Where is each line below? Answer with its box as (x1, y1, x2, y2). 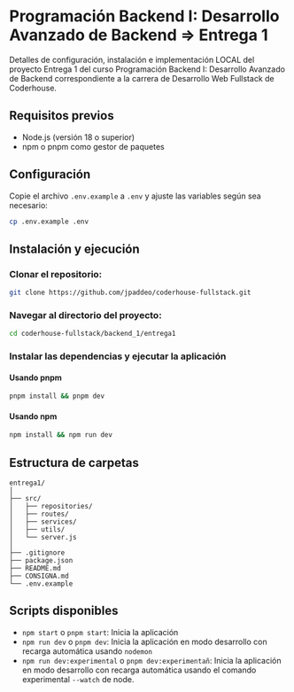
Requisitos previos (9, 108, 114, 123)
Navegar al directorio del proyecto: (9, 308, 162, 321)
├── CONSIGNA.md (9, 571, 69, 581)
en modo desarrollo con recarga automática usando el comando (21, 665, 257, 675)
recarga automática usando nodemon (21, 645, 153, 657)
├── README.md (9, 564, 62, 573)
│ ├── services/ (9, 517, 77, 526)
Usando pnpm (9, 372, 62, 383)
